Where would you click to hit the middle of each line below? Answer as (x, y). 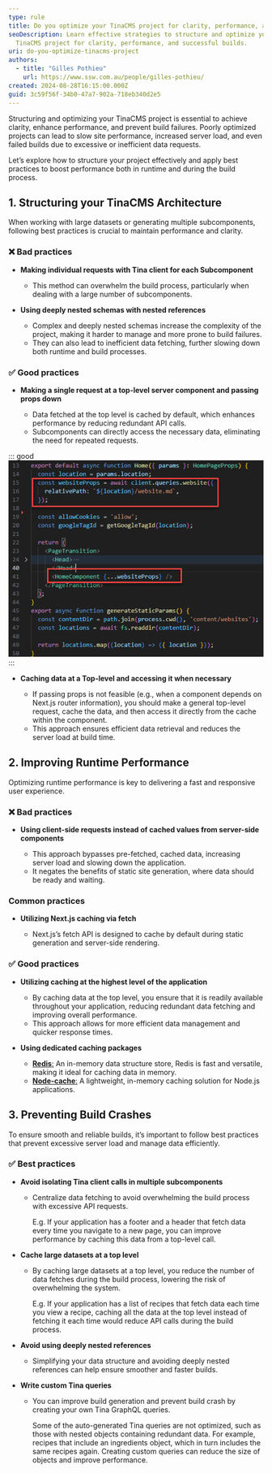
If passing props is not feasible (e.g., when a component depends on (147, 693)
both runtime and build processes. (89, 351)
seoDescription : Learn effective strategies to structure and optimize (132, 34)
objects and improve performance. (90, 1460)
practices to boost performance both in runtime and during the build (122, 168)
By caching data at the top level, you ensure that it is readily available (147, 997)
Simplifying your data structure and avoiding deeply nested (131, 1361)
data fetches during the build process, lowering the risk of (129, 1279)
